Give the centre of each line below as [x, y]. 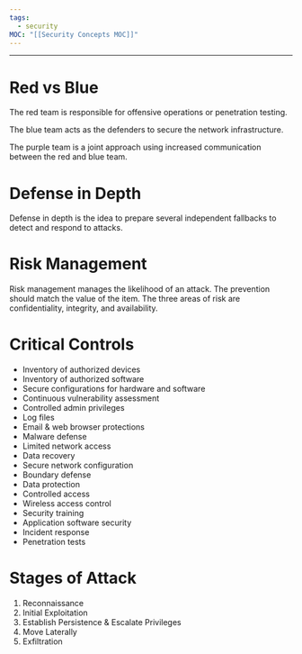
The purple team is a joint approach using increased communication [136, 147]
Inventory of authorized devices [81, 369]
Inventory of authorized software [83, 379]
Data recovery [49, 456]
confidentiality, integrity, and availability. [84, 308]
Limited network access [67, 446]
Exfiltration [42, 641]
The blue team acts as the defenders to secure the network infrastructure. [147, 130]
